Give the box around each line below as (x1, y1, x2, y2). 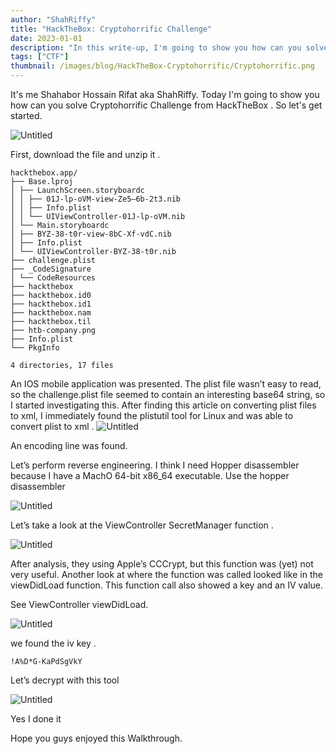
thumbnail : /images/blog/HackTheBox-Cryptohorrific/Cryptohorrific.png (10, 61, 315, 71)
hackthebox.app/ (10, 168, 78, 178)
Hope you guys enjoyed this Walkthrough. (10, 732, 183, 744)
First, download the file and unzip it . (10, 149, 161, 160)
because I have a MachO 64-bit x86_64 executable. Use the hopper (10, 470, 290, 481)
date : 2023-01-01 (10, 33, 83, 43)
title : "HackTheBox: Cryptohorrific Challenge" (10, 24, 213, 34)
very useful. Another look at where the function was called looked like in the (10, 569, 323, 580)
